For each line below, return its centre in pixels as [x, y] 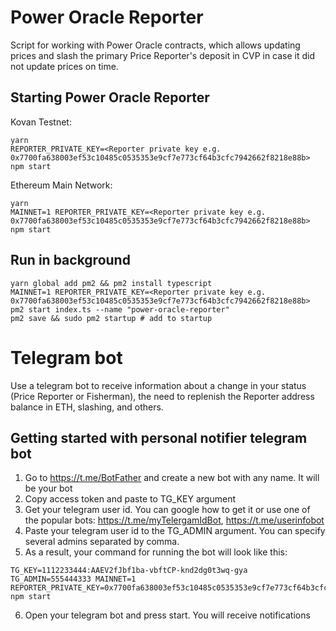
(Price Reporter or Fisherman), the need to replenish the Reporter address [162, 396]
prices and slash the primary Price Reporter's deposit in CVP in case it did [163, 55]
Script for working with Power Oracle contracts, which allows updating [155, 45]
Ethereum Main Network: [61, 185]
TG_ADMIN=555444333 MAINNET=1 [73, 579]
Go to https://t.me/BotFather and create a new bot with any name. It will [172, 478]
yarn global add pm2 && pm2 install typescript [111, 283]
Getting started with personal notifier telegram [159, 437]
